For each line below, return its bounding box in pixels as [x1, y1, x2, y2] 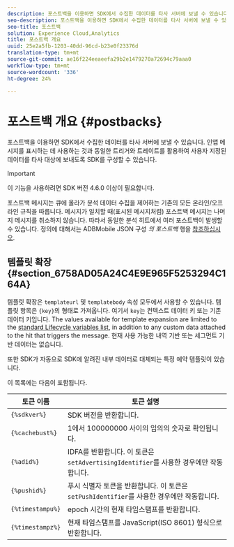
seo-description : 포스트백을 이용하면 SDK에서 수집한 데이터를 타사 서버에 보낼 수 [7, 17, 219, 24]
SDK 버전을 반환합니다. [67, 410, 139, 420]
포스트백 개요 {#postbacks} [7, 113, 162, 129]
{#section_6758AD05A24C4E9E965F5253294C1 [7, 267, 226, 279]
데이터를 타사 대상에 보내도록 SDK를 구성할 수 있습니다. [7, 155, 157, 164]
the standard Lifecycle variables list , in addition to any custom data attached [7, 323, 226, 332]
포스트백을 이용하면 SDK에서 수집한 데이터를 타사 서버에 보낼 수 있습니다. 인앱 [7, 138, 219, 147]
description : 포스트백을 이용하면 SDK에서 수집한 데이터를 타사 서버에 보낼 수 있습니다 [7, 10, 228, 17]
